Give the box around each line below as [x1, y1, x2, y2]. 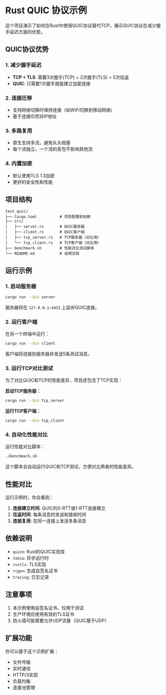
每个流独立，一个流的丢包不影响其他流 [12, 146, 93, 152]
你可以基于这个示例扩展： [5, 648, 59, 654]
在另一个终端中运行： [5, 331, 50, 337]
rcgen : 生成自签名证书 [12, 567, 58, 574]
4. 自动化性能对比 [5, 431, 48, 438]
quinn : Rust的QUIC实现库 [12, 548, 65, 554]
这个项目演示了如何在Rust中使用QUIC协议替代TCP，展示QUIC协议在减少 [5, 22, 157, 28]
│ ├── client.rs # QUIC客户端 [5, 230, 85, 235]
